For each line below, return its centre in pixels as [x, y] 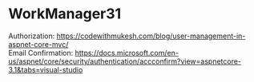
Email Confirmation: [41, 53]
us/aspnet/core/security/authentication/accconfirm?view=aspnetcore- [125, 61]
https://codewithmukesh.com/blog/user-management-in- [151, 36]
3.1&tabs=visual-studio [46, 69]
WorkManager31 [65, 14]
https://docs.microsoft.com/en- [127, 53]
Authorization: [32, 36]
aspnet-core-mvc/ [38, 44]
